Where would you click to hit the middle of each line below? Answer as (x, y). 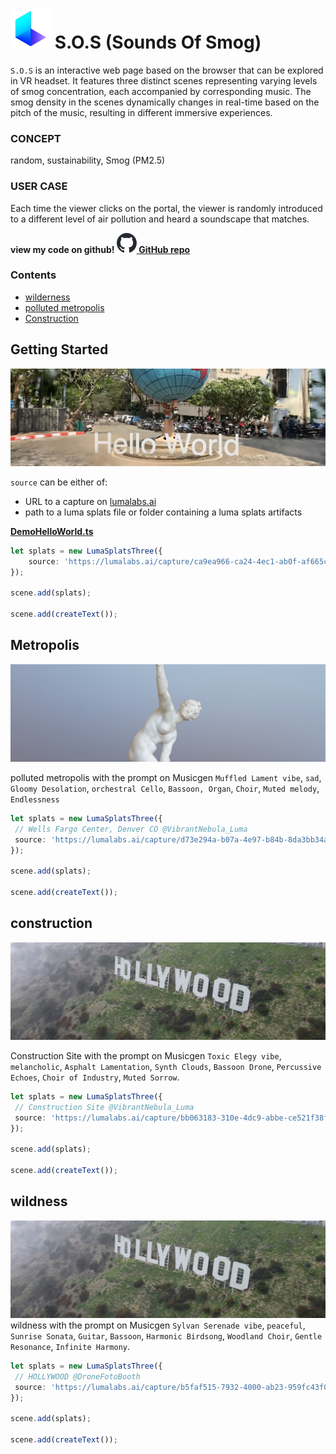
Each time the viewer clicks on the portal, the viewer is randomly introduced (166, 208)
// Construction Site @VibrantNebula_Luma (104, 1107)
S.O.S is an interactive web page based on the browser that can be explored (167, 70)
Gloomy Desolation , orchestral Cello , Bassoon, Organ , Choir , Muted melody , (165, 788)
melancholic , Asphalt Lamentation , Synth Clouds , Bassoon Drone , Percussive (166, 1066)
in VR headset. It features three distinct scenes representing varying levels (164, 80)
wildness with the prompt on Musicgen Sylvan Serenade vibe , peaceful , (158, 1325)
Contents (33, 275)
